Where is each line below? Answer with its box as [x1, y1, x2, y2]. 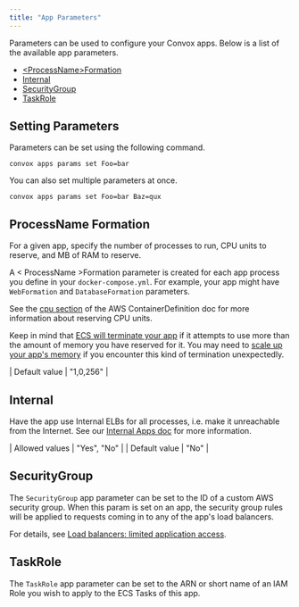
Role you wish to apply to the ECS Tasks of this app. [9, 587, 201, 598]
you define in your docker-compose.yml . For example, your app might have [9, 277, 279, 287]
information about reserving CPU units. [9, 313, 154, 324]
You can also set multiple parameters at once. [9, 175, 179, 186]
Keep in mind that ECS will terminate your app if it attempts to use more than [9, 330, 290, 341]
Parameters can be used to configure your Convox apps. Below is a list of [9, 37, 279, 48]
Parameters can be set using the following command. [9, 142, 205, 153]
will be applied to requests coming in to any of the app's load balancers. [9, 511, 274, 522]
